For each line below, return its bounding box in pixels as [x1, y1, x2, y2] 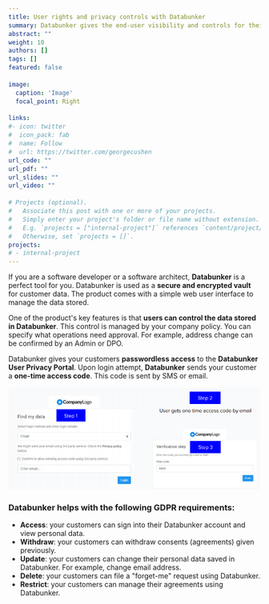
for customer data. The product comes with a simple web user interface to [8, 289, 254, 299]
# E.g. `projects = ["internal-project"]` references [8, 224, 199, 232]
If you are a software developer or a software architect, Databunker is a [8, 272, 246, 282]
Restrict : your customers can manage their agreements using [19, 580, 223, 590]
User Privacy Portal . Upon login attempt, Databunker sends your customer [8, 362, 257, 372]
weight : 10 [8, 38, 45, 46]
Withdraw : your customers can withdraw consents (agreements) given [19, 537, 255, 547]
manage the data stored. [8, 298, 90, 307]
